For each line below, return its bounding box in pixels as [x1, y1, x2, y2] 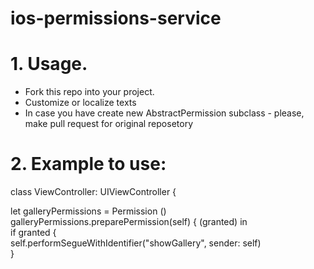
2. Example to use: [10, 153, 167, 176]
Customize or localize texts [24, 97, 137, 109]
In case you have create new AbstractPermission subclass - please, [24, 107, 305, 119]
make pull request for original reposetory [24, 118, 193, 130]
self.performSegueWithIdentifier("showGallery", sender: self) [10, 237, 262, 249]
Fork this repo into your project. [24, 86, 155, 98]
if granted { [10, 227, 57, 239]
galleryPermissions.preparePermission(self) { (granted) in [10, 216, 248, 228]
